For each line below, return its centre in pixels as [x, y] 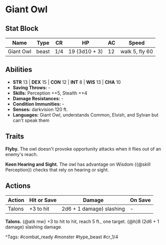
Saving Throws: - [31, 87]
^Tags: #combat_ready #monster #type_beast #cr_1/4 [62, 237]
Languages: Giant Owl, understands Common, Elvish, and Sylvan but [86, 115]
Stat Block [22, 29]
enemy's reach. [22, 154]
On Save [140, 200]
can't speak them [31, 120]
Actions [18, 186]
